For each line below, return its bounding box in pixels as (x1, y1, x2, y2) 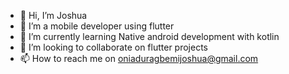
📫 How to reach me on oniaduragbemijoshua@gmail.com (19, 53, 259, 64)
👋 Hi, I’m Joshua (19, 10, 88, 21)
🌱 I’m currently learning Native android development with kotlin (19, 31, 280, 42)
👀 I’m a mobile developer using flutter (19, 20, 175, 32)
